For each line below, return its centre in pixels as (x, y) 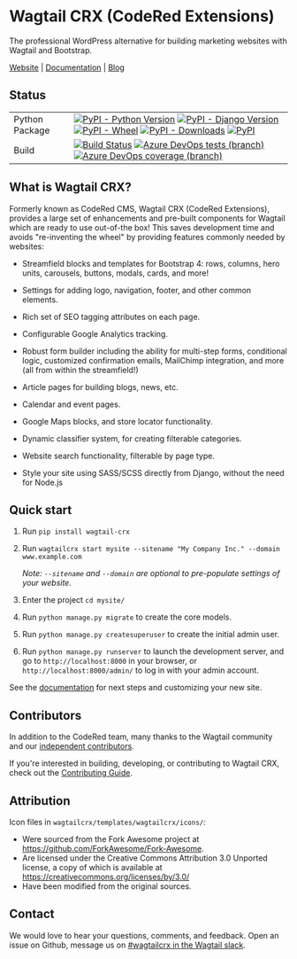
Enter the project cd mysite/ (73, 600)
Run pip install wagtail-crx (76, 531)
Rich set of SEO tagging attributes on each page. (111, 316)
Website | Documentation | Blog (67, 67)
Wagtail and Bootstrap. (51, 50)
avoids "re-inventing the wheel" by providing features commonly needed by (147, 237)
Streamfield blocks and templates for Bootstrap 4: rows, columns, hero (151, 263)
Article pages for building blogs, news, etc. (100, 386)
